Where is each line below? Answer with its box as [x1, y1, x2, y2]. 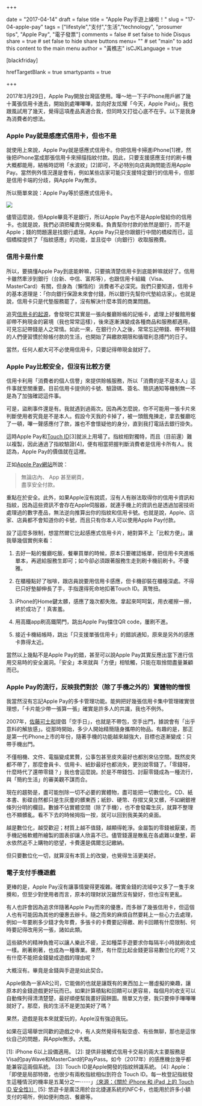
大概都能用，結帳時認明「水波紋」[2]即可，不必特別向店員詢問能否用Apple [6, 161, 191, 169]
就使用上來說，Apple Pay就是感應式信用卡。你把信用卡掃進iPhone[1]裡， [6, 146, 186, 154]
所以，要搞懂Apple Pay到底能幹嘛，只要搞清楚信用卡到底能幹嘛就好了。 [6, 267, 185, 275]
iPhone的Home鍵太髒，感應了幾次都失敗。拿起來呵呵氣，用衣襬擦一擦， [14, 598, 195, 605]
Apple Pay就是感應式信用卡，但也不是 [6, 131, 117, 140]
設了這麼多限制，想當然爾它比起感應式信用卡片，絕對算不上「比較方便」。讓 [6, 529, 194, 536]
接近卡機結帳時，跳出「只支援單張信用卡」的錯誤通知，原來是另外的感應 [14, 631, 194, 638]
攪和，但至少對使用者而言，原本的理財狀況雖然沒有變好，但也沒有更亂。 [6, 891, 185, 898]
